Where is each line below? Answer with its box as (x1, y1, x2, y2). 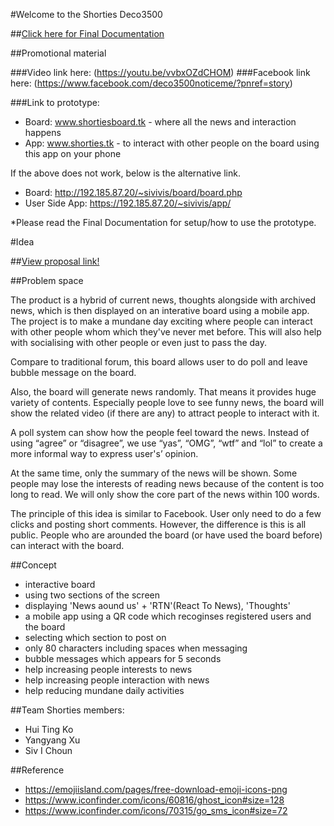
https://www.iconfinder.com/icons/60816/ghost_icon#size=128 (24, 794, 285, 806)
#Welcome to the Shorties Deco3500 (10, 9, 163, 20)
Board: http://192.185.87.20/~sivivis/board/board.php (24, 187, 243, 198)
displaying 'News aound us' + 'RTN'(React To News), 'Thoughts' (24, 600, 291, 611)
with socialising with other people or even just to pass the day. (10, 337, 268, 348)
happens (24, 127, 62, 138)
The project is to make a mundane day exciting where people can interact (10, 315, 313, 327)
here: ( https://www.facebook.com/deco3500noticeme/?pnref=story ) (10, 77, 293, 89)
